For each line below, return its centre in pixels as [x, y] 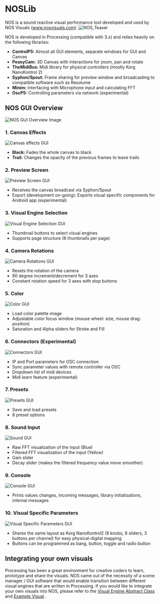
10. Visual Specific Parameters [42, 513]
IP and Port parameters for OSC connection [55, 361]
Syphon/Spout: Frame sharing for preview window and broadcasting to [83, 77]
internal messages [30, 501]
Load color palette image [37, 314]
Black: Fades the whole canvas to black [52, 152]
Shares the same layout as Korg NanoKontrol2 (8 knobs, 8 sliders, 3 [80, 533]
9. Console [18, 475]
